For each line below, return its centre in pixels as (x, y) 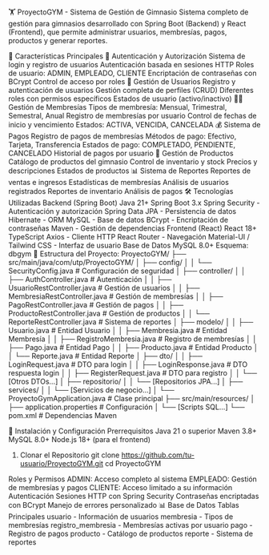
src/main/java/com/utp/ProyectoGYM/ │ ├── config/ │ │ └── (110, 262)
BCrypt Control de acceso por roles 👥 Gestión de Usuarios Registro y (122, 82)
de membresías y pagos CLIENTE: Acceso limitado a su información (120, 487)
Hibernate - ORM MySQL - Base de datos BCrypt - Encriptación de (118, 220)
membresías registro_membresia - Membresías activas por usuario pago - (130, 525)
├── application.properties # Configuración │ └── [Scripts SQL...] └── (127, 407)
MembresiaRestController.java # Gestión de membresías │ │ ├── (116, 296)
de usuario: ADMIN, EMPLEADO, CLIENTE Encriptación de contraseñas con (133, 73)
